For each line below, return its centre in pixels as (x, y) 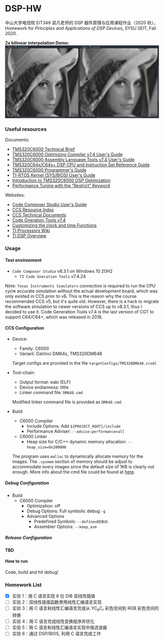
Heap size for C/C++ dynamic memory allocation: (77, 442)
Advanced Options (45, 516)
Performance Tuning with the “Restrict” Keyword (61, 186)
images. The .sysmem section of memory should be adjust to (72, 461)
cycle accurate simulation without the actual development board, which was (81, 291)
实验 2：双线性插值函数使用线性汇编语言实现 (57, 602)
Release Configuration (29, 538)
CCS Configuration (25, 328)
